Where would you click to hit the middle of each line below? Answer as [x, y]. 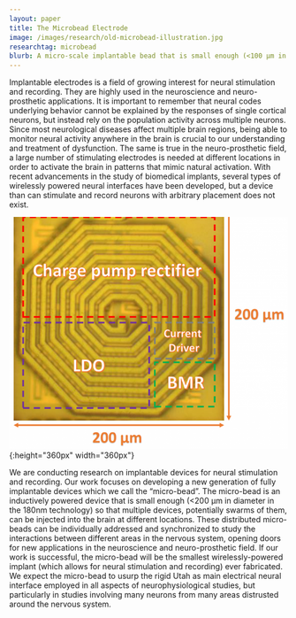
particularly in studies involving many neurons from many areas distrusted [144, 595]
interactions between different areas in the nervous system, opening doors [145, 538]
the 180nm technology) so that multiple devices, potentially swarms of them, [148, 510]
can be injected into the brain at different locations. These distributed [135, 520]
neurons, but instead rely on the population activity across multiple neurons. [148, 120]
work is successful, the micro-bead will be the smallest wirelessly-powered [146, 557]
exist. [19, 205]
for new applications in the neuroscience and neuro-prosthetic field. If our [144, 548]
